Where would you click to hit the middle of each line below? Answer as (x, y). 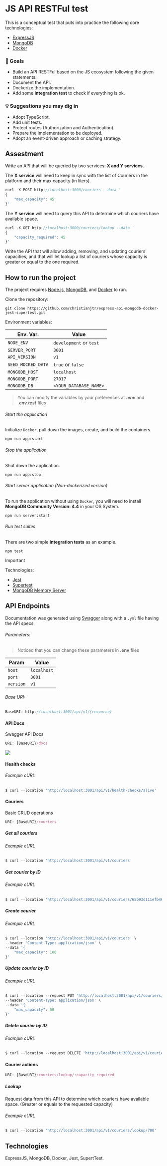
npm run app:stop (23, 475)
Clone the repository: (27, 299)
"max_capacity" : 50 (34, 1010)
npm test (14, 551)
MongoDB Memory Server (39, 590)
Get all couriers (21, 833)
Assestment (24, 153)
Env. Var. (28, 334)
